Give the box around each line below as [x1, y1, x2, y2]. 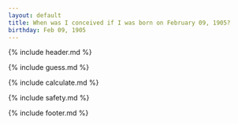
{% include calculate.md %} [8, 78, 99, 87]
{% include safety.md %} [8, 93, 90, 103]
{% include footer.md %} [8, 108, 89, 118]
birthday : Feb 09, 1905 [8, 26, 87, 34]
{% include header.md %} [8, 48, 92, 57]
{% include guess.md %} [8, 63, 89, 72]
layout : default [8, 11, 61, 20]
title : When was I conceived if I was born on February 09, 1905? [8, 19, 231, 27]
